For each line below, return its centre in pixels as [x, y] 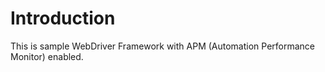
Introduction [63, 18]
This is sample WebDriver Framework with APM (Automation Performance [163, 46]
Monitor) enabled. [47, 56]
